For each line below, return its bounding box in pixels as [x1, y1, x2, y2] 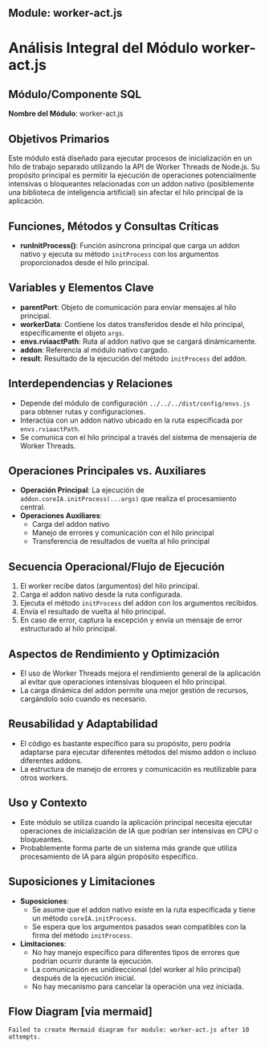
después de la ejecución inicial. [31, 973, 137, 982]
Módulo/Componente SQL [8, 88, 142, 101]
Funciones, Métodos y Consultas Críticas [8, 219, 219, 233]
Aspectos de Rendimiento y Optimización [8, 647, 220, 661]
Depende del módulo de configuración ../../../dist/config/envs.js [19, 398, 251, 408]
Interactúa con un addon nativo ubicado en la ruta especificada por [19, 415, 243, 425]
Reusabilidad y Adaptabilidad [8, 717, 158, 731]
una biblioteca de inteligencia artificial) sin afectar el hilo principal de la [8, 188, 243, 198]
